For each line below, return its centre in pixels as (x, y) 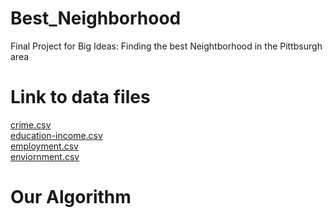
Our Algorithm (71, 197)
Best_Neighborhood (96, 18)
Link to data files (80, 97)
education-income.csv (56, 135)
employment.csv (44, 146)
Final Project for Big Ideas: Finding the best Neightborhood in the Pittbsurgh (166, 46)
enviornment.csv (45, 156)
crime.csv (31, 124)
